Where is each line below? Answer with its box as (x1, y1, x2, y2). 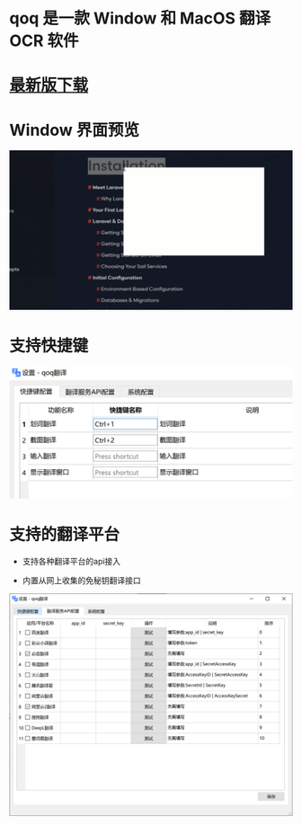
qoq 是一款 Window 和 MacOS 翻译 (9, 8, 271, 29)
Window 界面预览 (9, 120, 139, 140)
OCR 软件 (9, 31, 79, 51)
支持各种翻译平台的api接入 (22, 555, 121, 566)
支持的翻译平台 (9, 525, 120, 545)
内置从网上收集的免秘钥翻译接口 (22, 574, 141, 585)
